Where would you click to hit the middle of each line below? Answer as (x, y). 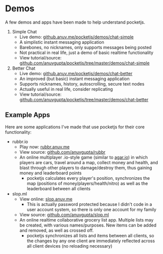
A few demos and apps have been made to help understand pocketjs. (75, 22)
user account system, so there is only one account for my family (92, 209)
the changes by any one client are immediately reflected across (91, 241)
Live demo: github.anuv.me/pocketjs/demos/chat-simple (76, 37)
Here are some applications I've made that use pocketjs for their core (75, 127)
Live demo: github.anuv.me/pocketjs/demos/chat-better (76, 73)
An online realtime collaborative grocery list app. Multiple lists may (86, 220)
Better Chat (24, 68)
